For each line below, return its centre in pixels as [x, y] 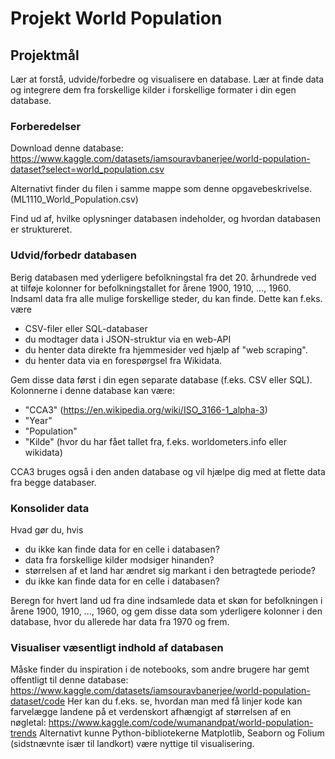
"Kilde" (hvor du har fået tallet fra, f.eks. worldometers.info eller [155, 441]
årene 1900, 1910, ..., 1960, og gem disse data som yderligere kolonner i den [166, 611]
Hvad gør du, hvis [47, 529]
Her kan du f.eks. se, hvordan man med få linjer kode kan [185, 701]
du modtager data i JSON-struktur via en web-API [128, 339]
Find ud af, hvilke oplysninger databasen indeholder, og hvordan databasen [166, 219]
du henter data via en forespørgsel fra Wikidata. [123, 360]
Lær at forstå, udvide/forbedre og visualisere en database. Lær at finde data [167, 79]
